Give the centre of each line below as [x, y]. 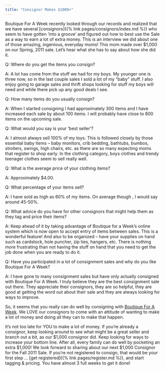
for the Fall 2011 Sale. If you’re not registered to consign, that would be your [82, 352]
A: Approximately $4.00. [30, 177]
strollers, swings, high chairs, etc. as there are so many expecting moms [78, 148]
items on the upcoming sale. [34, 119]
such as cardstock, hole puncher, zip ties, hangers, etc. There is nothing [78, 242]
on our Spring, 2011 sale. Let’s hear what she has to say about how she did [81, 49]
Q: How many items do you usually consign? [50, 99]
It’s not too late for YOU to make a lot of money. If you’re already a [72, 326]
